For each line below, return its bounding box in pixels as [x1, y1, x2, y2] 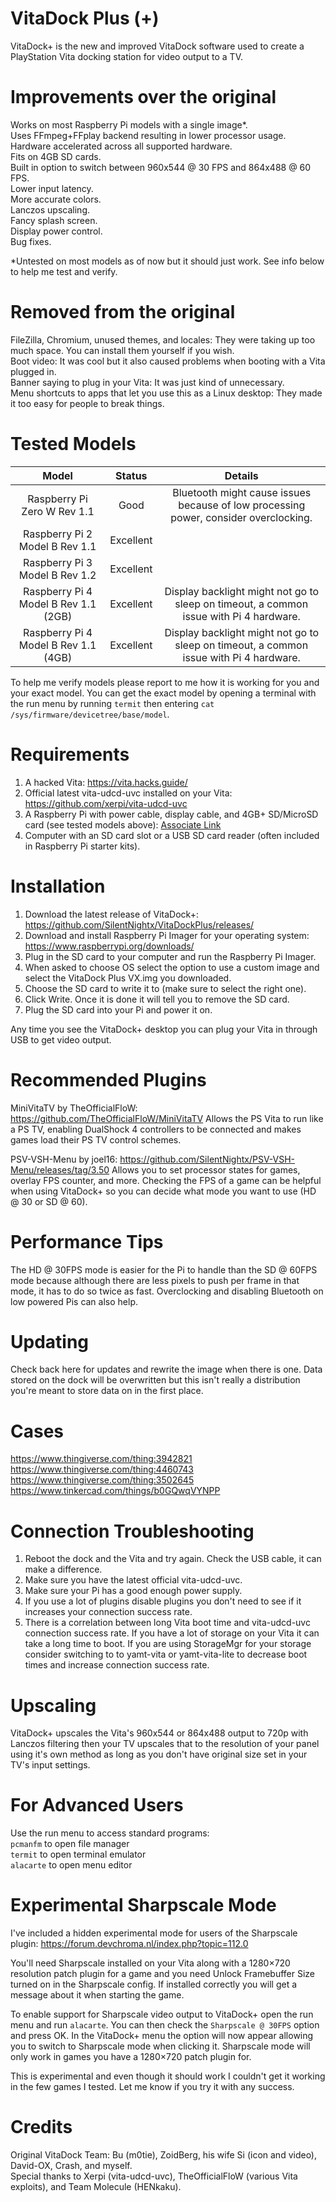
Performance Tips [10, 1230, 164, 1253]
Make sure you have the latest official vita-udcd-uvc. [24, 1574, 243, 1586]
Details [224, 468, 259, 482]
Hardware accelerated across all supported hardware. [10, 140, 233, 152]
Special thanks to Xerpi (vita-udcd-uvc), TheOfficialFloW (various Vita [10, 2170, 298, 2182]
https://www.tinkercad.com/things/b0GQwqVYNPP [10, 1485, 221, 1497]
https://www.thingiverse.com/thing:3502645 [10, 1474, 195, 1486]
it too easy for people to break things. [10, 397, 165, 409]
